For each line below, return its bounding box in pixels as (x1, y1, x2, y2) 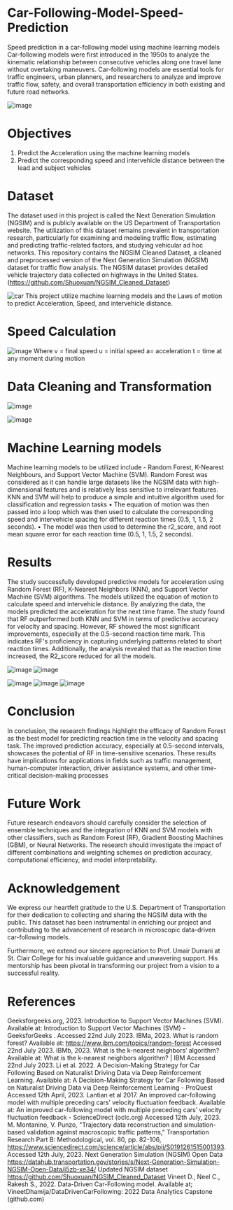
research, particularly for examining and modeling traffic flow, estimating (7, 233, 217, 242)
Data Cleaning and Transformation (7, 378, 212, 394)
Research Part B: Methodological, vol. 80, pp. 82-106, (7, 1135, 162, 1144)
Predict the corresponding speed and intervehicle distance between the (17, 156, 225, 164)
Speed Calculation (7, 324, 117, 339)
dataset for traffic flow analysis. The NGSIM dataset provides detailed (7, 263, 209, 271)
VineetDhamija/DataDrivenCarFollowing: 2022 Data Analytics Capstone (7, 1188, 213, 1196)
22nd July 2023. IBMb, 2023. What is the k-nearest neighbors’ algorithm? (7, 1046, 220, 1055)
